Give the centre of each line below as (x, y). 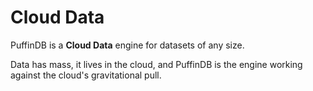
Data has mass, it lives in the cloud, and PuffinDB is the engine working (156, 64)
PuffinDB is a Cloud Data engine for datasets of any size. (127, 45)
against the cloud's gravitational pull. (86, 75)
